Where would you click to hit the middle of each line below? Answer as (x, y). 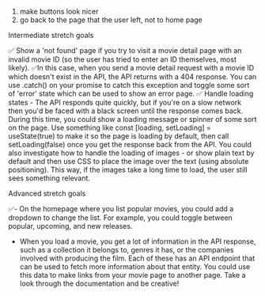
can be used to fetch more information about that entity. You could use (135, 267)
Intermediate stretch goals (51, 35)
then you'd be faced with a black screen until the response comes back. (126, 111)
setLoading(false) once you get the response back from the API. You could (130, 144)
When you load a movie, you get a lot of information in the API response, (138, 241)
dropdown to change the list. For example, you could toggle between (121, 218)
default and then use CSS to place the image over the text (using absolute (129, 161)
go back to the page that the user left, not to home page (111, 20)
